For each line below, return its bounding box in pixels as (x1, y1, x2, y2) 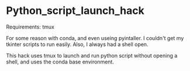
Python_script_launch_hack (6, 4, 144, 17)
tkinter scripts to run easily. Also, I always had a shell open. (6, 41, 148, 48)
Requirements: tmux (6, 23, 54, 30)
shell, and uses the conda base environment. (6, 58, 114, 65)
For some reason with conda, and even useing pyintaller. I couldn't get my (6, 34, 184, 41)
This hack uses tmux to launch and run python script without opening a (6, 52, 178, 59)
